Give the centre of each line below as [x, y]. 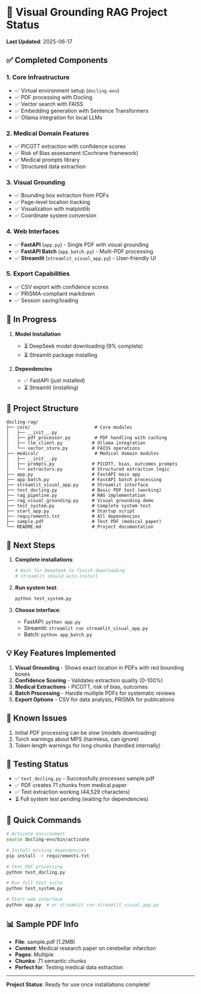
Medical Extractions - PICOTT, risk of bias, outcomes [81, 686]
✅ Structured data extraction [50, 166]
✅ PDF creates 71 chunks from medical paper [71, 785]
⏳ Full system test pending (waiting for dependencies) [82, 799]
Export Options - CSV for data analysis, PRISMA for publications [95, 699]
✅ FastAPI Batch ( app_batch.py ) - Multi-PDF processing [84, 251]
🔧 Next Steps [31, 545]
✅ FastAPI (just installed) [54, 380]
